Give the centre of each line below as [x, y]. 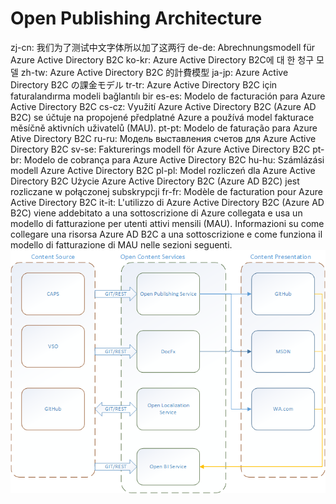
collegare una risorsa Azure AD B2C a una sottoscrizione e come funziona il [166, 234]
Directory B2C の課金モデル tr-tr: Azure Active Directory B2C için [144, 84]
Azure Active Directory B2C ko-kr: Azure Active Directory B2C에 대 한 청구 [162, 59]
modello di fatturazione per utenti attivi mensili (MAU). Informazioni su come [167, 223]
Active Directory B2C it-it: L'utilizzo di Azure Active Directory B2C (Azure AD [167, 202]
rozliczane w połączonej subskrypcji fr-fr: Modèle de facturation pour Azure [166, 191]
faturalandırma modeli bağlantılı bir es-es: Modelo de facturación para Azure [168, 96]
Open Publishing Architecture [136, 18]
